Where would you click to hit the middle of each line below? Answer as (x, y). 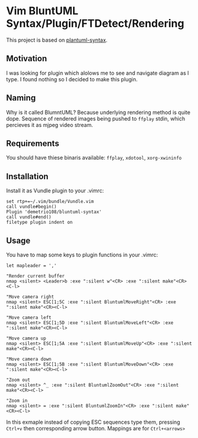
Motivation (27, 58)
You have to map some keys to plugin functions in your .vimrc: (82, 255)
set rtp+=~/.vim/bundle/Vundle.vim (50, 202)
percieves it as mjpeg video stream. (49, 125)
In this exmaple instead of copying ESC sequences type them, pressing (93, 422)
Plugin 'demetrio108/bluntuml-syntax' (54, 212)
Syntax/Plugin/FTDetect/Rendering (95, 23)
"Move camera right (30, 297)
